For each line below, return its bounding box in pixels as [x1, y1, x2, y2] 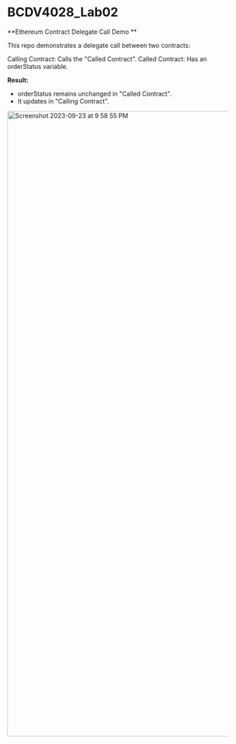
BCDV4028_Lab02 [7, 4, 119, 20]
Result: [7, 75, 29, 84]
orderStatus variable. [7, 62, 68, 70]
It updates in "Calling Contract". [17, 96, 110, 105]
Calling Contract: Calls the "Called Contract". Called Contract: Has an [7, 54, 207, 63]
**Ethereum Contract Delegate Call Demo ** [7, 27, 137, 36]
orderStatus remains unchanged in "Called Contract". [17, 89, 172, 98]
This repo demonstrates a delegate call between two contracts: [7, 41, 191, 49]
